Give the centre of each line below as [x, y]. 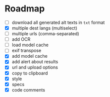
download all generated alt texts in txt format [58, 22]
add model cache [29, 56]
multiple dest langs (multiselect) [45, 28]
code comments [28, 90]
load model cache [30, 45]
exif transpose [27, 51]
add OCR [21, 39]
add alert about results [35, 62]
